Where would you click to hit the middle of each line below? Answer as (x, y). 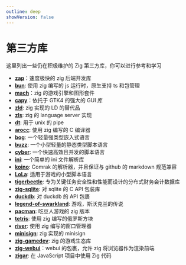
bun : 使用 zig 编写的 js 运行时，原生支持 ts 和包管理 (77, 86)
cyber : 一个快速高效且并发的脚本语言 (60, 152)
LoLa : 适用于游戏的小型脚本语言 (53, 174)
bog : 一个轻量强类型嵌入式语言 (52, 137)
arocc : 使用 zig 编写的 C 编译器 (53, 130)
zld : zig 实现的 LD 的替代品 (47, 108)
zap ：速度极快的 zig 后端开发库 (53, 78)
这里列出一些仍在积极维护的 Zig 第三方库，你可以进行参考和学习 (84, 66)
